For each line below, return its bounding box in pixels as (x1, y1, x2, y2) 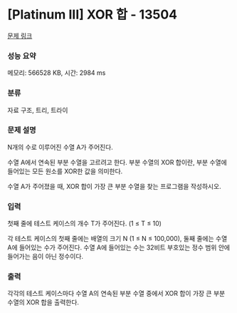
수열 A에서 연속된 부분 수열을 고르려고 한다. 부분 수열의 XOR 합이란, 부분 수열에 (7, 158, 228, 166)
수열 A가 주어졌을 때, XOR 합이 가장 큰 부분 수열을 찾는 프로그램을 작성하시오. (7, 182, 222, 190)
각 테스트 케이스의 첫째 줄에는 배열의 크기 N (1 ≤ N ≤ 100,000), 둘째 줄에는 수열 (7, 235, 228, 243)
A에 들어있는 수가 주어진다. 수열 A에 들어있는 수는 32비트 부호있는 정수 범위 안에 (7, 243, 230, 252)
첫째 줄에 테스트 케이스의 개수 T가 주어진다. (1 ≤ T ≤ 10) (7, 219, 162, 228)
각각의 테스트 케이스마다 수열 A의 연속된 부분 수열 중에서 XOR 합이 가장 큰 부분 (7, 289, 226, 298)
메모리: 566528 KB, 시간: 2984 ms (7, 68, 106, 77)
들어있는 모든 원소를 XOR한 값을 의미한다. (7, 167, 123, 175)
